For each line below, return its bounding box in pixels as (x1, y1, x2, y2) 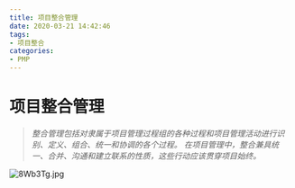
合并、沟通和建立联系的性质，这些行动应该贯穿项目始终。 (47, 150, 262, 161)
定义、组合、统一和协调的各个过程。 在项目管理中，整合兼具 (47, 139, 272, 149)
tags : (9, 30, 30, 39)
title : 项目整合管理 (9, 13, 78, 22)
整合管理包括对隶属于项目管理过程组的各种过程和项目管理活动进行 (31, 128, 277, 139)
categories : (9, 47, 54, 56)
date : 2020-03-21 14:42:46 (9, 22, 111, 31)
